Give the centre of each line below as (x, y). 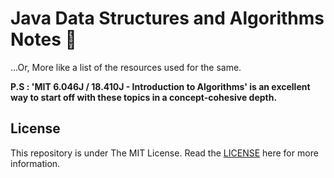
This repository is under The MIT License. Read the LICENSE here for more (164, 153)
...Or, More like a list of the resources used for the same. (126, 67)
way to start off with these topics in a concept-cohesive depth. (144, 97)
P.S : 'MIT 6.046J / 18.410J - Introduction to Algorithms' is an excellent (160, 86)
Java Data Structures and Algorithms (167, 18)
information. (35, 163)
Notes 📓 (43, 39)
